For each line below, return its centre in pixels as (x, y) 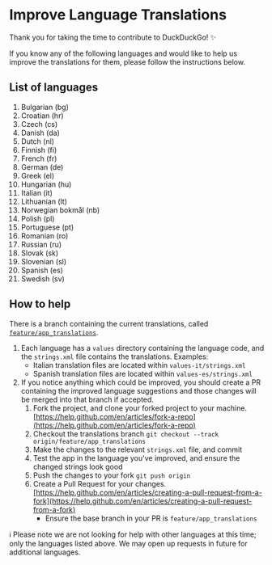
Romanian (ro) (45, 235)
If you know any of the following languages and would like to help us (123, 53)
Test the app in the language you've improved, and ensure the (136, 457)
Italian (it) (37, 192)
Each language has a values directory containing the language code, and (142, 348)
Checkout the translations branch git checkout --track (126, 433)
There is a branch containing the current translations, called (109, 323)
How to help (40, 304)
